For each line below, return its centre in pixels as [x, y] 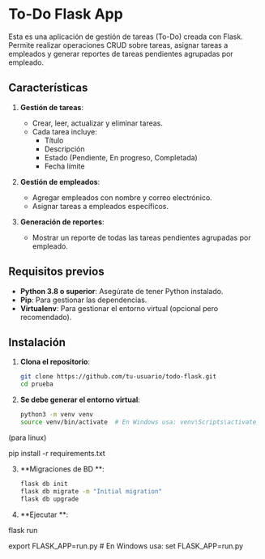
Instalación [37, 342]
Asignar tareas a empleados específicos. [100, 206]
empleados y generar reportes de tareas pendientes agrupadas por [121, 53]
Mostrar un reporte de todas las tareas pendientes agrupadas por [141, 237]
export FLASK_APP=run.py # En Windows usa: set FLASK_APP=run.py [126, 546]
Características [48, 88]
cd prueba [37, 384]
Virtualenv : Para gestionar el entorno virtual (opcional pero [119, 308]
